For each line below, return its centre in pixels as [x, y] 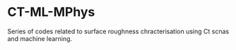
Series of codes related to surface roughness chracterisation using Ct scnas [118, 31]
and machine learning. [40, 38]
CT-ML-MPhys [51, 12]
